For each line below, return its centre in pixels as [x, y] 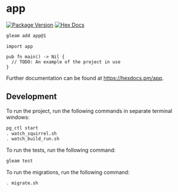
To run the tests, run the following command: [61, 150]
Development [32, 97]
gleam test [20, 161]
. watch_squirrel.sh [32, 134]
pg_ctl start [22, 128]
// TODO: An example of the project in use [66, 62]
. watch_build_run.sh [33, 139]
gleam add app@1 [26, 35]
